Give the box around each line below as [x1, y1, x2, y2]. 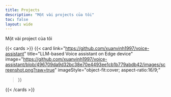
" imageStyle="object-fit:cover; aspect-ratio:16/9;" [54, 67, 161, 73]
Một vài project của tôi [5, 36, 52, 42]
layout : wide [5, 21, 33, 27]
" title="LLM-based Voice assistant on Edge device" [23, 51, 133, 57]
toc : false [5, 17, 28, 22]
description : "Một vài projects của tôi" [5, 12, 95, 17]
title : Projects [5, 7, 40, 13]
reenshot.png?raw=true [5, 67, 55, 73]
